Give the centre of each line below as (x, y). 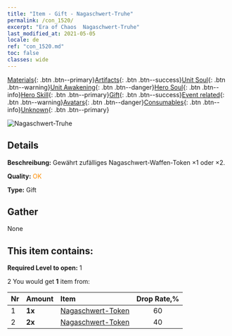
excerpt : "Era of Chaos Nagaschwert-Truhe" (73, 27)
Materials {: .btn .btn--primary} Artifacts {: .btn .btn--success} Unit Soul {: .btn (117, 80)
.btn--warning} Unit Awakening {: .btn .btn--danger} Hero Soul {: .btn (104, 87)
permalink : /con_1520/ (40, 20)
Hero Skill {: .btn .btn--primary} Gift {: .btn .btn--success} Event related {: (123, 94)
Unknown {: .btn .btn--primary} (65, 109)
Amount (40, 299)
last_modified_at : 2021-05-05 (52, 33)
